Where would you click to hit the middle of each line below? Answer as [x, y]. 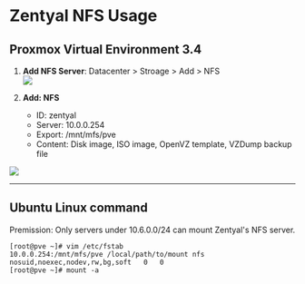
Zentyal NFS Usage [84, 16]
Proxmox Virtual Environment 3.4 [106, 49]
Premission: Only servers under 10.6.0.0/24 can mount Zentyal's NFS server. [152, 230]
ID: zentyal [56, 115]
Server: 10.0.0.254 [70, 125]
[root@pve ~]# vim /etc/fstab [67, 246]
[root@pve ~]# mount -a [54, 270]
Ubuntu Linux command [79, 208]
